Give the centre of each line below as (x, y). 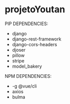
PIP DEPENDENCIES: (27, 24)
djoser (19, 50)
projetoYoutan (35, 9)
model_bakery (27, 66)
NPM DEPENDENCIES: (28, 76)
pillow (18, 55)
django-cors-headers (34, 44)
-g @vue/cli (24, 86)
